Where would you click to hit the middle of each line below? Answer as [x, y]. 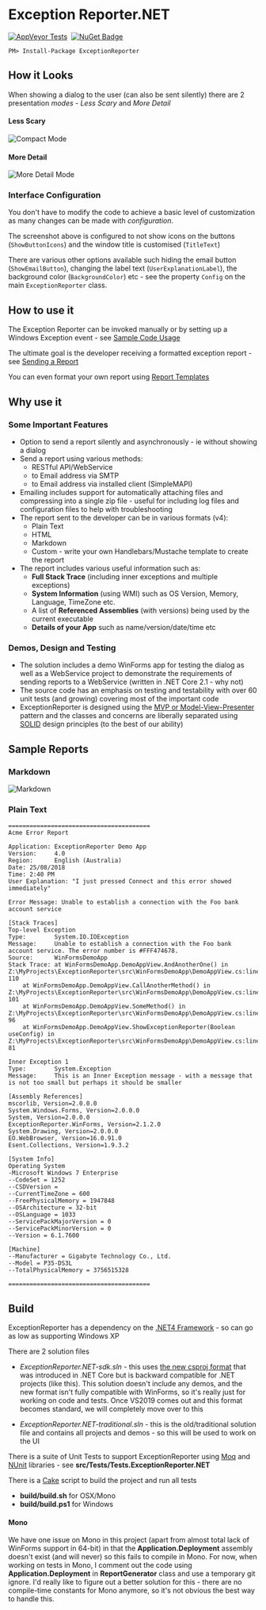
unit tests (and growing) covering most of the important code [119, 699]
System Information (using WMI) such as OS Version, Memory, [135, 594]
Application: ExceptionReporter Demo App [78, 847]
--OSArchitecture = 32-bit [53, 1208]
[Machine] [25, 1250]
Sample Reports [48, 749]
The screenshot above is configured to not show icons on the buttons [122, 236]
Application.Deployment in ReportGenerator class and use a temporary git [132, 1573]
